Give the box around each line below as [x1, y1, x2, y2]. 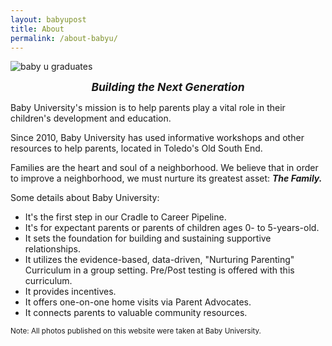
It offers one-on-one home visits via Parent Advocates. [24, 296, 252, 308]
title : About [10, 24, 65, 34]
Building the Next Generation [91, 80, 245, 95]
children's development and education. [10, 112, 172, 125]
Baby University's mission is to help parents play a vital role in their [10, 102, 286, 114]
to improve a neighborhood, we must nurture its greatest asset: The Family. [10, 172, 323, 185]
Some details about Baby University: [10, 192, 160, 204]
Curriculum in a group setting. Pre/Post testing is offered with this [24, 264, 295, 276]
